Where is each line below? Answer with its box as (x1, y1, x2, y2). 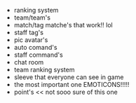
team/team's (13, 13, 51, 22)
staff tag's (13, 28, 44, 36)
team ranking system (13, 66, 75, 74)
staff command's (13, 50, 63, 59)
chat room (13, 58, 44, 66)
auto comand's (13, 43, 57, 51)
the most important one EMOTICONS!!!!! (13, 81, 130, 88)
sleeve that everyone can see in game (13, 73, 124, 81)
